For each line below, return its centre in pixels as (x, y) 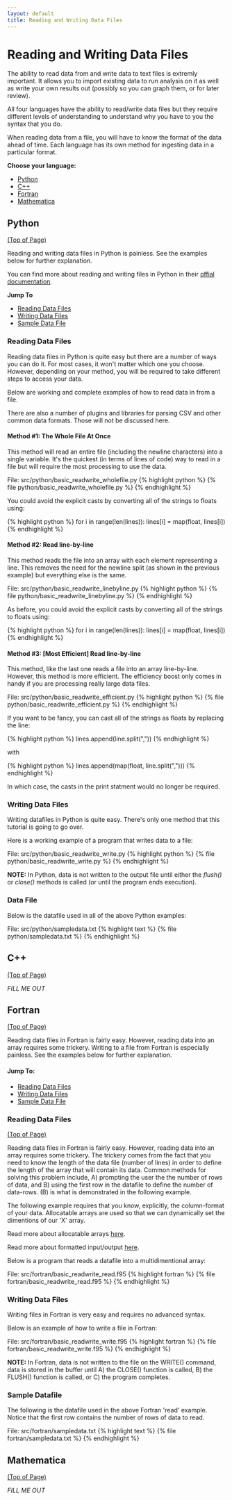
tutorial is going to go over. (45, 827)
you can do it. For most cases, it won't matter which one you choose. (106, 364)
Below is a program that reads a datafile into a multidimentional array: (107, 1260)
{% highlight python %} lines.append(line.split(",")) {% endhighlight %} (108, 739)
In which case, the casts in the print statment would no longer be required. (114, 786)
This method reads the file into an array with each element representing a (112, 560)
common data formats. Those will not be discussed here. (89, 420)
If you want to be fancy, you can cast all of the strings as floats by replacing (116, 718)
